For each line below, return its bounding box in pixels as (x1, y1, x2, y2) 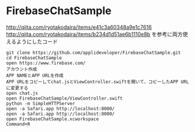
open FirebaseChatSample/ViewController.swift (6, 95, 123, 101)
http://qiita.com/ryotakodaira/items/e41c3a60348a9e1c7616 (6, 24, 152, 31)
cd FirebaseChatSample (6, 55, 62, 61)
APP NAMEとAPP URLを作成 (6, 72, 64, 78)
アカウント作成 (6, 66, 37, 72)
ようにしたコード (16, 38, 58, 45)
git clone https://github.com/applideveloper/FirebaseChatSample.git (6, 49, 181, 55)
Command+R (6, 121, 31, 127)
